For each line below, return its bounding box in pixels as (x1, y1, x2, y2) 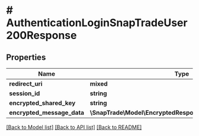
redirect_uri (9, 80, 43, 88)
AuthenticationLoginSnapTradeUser (6, 16, 188, 30)
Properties (6, 52, 46, 62)
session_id (9, 89, 40, 98)
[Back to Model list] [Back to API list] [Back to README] (6, 124, 142, 131)
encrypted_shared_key (9, 99, 76, 107)
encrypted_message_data (9, 109, 85, 116)
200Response (6, 29, 77, 42)
